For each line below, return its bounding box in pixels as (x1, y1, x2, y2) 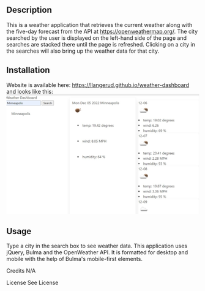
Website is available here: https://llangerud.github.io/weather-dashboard (6, 81, 190, 88)
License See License (6, 279, 59, 286)
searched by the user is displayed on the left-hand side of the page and (6, 34, 187, 42)
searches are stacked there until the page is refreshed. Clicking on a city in (6, 40, 196, 48)
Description (6, 5, 52, 15)
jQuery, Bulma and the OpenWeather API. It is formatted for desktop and (6, 248, 188, 256)
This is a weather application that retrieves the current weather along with (6, 21, 193, 28)
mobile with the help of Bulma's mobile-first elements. (6, 255, 143, 262)
